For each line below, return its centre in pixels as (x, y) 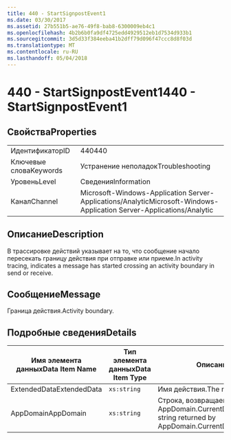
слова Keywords (37, 170)
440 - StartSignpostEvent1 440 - (101, 92)
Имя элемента (56, 360)
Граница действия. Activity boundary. (61, 311)
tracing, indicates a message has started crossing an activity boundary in (111, 265)
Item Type (130, 377)
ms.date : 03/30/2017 (37, 20)
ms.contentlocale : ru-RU (43, 52)
